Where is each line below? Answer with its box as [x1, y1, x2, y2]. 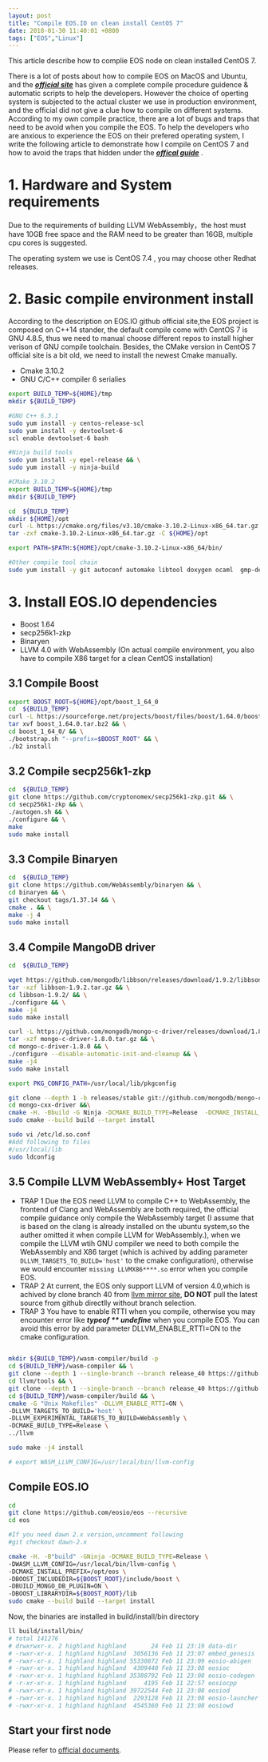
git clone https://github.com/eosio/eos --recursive [8, 1509, 187, 1517]
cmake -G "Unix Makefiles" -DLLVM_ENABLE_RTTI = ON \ [8, 1400, 183, 1408]
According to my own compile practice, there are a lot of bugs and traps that [8, 114, 260, 124]
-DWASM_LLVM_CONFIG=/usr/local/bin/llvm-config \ [8, 1560, 177, 1568]
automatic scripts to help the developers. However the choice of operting [8, 89, 249, 98]
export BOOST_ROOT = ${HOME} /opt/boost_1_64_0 [8, 698, 159, 706]
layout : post [8, 11, 52, 20]
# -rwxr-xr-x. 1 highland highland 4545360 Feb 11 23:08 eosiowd [8, 1701, 234, 1709]
